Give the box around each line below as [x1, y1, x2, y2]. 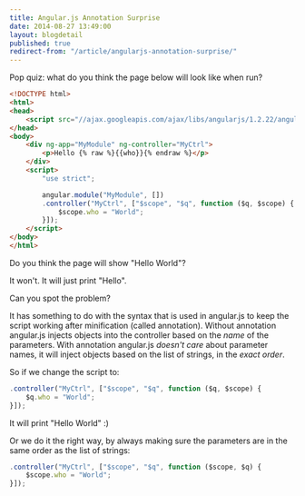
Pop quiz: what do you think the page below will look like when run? [9, 72, 263, 83]
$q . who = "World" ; [25, 392, 95, 402]
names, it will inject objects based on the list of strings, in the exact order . [9, 349, 285, 360]
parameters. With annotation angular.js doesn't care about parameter [9, 339, 269, 350]
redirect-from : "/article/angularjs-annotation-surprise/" [9, 47, 238, 56]
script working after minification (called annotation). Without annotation [9, 320, 277, 331]
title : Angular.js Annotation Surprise [9, 13, 161, 23]
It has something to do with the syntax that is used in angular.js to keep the [9, 310, 290, 321]
